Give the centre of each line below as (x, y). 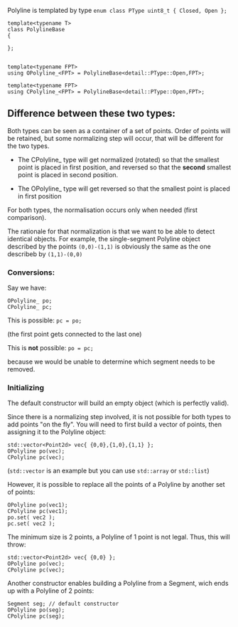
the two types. (28, 146)
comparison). (27, 217)
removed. (21, 369)
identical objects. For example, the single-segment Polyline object (104, 238)
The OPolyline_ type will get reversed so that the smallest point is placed (124, 189)
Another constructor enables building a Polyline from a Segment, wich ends (118, 584)
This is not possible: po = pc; (50, 348)
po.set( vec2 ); (31, 518)
